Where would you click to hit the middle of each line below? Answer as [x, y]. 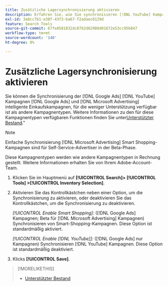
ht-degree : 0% [20, 43]
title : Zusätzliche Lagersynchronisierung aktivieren [62, 10]
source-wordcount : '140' [31, 38]
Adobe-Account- [135, 162]
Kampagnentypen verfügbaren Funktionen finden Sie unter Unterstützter [79, 117]
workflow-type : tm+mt [28, 33]
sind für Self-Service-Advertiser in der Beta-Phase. [84, 147]
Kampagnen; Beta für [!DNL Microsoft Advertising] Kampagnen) [78, 218]
